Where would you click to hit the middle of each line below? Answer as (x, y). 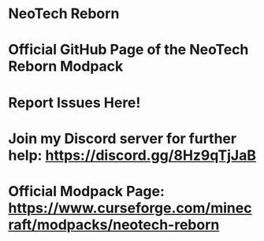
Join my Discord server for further (123, 138)
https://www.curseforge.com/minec (130, 208)
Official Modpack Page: (87, 191)
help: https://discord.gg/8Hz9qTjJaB (132, 155)
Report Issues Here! (74, 102)
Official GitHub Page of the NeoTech (128, 50)
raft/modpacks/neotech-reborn (114, 224)
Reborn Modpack (66, 67)
